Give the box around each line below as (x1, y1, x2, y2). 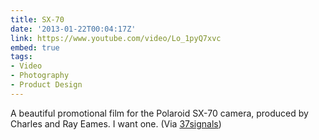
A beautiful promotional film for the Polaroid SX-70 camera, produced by (10, 107, 309, 119)
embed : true (10, 42, 60, 53)
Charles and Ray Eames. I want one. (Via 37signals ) (10, 117, 222, 130)
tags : (10, 52, 33, 62)
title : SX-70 (10, 14, 65, 25)
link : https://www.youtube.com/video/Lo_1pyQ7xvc (10, 33, 222, 43)
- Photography (10, 71, 70, 81)
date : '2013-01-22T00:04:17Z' (10, 24, 137, 34)
